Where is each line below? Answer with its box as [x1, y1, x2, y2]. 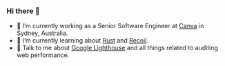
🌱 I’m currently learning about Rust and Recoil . [16, 36, 149, 45]
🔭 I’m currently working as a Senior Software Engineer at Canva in [16, 22, 204, 30]
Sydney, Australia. [16, 29, 68, 37]
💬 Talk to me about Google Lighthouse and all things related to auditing [16, 44, 219, 52]
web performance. [16, 51, 70, 59]
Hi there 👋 [6, 6, 41, 16]
